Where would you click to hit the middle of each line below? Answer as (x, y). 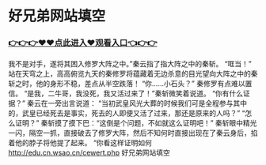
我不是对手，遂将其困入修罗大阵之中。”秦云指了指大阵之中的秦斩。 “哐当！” (130, 64)
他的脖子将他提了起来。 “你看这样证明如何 (84, 143)
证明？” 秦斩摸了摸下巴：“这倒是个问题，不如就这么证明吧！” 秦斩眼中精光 (136, 123)
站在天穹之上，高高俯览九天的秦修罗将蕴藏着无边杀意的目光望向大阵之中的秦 (133, 74)
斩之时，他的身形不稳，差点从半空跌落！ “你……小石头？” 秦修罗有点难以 (127, 84)
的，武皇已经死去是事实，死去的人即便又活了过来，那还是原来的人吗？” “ (127, 113)
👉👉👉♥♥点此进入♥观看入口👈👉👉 (83, 43)
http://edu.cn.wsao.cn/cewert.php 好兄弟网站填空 (89, 153)
